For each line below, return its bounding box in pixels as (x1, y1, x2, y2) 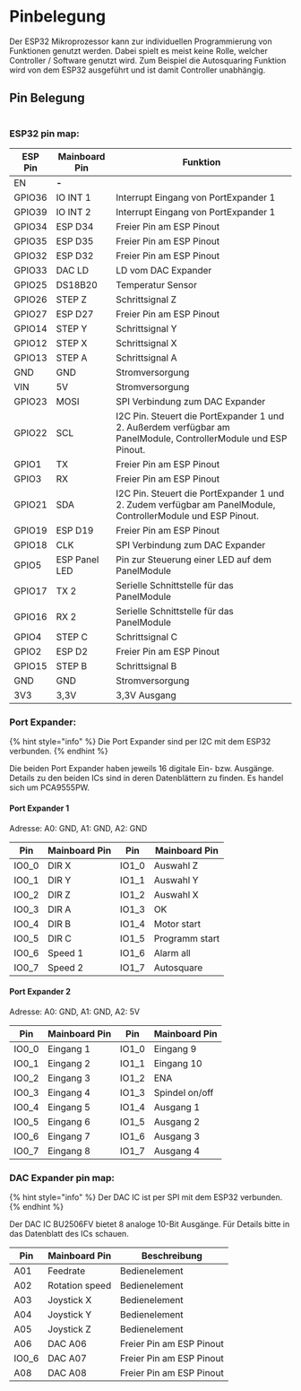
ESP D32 (56, 249, 94, 262)
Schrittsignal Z (116, 293, 177, 306)
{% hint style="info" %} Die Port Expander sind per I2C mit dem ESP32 (9, 736, 271, 747)
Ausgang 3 (153, 1130, 200, 1143)
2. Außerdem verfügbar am (116, 422, 230, 434)
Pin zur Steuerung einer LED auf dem (116, 553, 271, 566)
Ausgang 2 (153, 1115, 200, 1127)
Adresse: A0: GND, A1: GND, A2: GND (9, 822, 148, 833)
